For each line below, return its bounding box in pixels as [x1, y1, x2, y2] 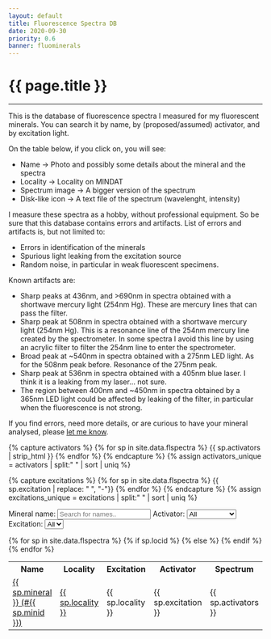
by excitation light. [8, 129, 70, 138]
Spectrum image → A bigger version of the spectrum [19, 185, 196, 195]
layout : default [8, 11, 63, 20]
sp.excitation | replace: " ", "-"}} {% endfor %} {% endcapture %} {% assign [8, 485, 261, 494]
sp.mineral [12, 587, 52, 599]
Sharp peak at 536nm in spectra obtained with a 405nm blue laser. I [19, 369, 246, 379]
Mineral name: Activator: [8, 509, 186, 518]
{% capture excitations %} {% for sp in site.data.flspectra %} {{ [8, 476, 219, 485]
